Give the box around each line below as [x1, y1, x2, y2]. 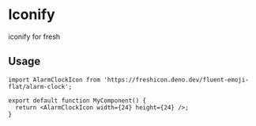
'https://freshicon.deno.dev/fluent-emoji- [104, 75, 249, 84]
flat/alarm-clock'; [8, 82, 73, 90]
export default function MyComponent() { [8, 97, 147, 105]
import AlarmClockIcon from [8, 75, 101, 84]
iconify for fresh [8, 32, 61, 41]
